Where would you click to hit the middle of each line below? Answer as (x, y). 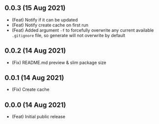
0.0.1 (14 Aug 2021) (34, 78)
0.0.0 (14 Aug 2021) (35, 105)
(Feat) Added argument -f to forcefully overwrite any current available (83, 30)
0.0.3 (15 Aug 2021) (35, 8)
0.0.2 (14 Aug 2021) (35, 51)
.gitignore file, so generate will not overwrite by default (68, 35)
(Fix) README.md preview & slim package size (59, 62)
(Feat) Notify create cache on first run (50, 25)
